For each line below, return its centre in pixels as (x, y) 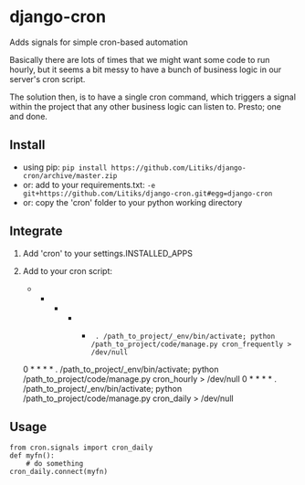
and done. (29, 116)
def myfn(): (32, 456)
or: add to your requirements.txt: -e (89, 185)
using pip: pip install (65, 167)
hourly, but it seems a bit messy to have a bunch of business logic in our (146, 69)
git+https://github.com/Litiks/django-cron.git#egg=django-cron (147, 194)
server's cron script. (47, 79)
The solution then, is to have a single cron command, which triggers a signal (153, 97)
